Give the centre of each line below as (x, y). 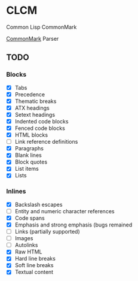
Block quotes (31, 162)
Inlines (16, 191)
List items (27, 169)
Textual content (34, 272)
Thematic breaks (36, 101)
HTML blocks (31, 135)
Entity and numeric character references (65, 211)
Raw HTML (28, 252)
